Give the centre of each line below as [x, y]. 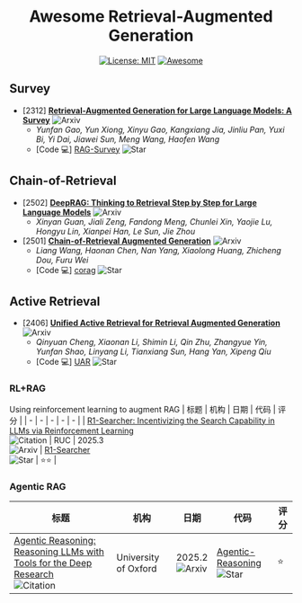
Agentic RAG [38, 486]
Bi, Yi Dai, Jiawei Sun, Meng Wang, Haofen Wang [128, 139]
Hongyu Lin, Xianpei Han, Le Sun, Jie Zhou [115, 231]
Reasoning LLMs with [59, 552]
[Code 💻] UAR [63, 362]
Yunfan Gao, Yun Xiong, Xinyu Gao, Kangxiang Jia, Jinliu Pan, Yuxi [160, 129]
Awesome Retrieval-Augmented [151, 17]
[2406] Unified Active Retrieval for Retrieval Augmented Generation [151, 323]
